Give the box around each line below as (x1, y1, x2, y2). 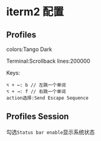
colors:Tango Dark (6, 46, 53, 53)
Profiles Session (6, 111, 70, 122)
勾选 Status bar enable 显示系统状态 (6, 128, 95, 136)
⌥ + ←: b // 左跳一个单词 (6, 82, 67, 88)
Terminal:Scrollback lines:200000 (6, 58, 91, 64)
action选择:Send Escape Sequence (6, 95, 89, 101)
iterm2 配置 (6, 5, 64, 19)
